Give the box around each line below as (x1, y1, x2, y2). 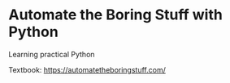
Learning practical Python (8, 49, 95, 59)
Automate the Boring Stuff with (8, 6, 223, 24)
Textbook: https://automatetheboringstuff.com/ (8, 64, 167, 74)
